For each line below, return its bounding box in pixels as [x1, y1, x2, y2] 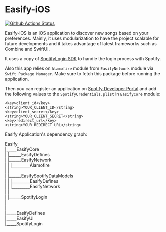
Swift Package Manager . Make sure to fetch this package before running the [5, 70, 161, 76]
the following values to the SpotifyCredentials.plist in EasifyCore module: [5, 91, 161, 97]
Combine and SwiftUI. [5, 46, 50, 52]
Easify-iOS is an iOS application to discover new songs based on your [5, 30, 149, 36]
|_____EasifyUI [5, 215, 34, 221]
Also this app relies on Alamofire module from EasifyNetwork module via [5, 65, 154, 71]
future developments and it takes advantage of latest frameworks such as [5, 40, 157, 46]
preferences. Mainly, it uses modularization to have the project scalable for [5, 35, 159, 41]
